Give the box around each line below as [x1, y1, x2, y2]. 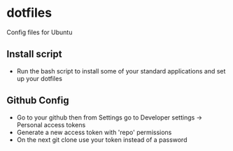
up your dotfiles [16, 74, 62, 82]
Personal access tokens [16, 120, 86, 129]
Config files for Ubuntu [6, 28, 73, 36]
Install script [6, 48, 62, 60]
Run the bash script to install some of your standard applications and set [16, 66, 226, 75]
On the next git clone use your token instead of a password [16, 135, 188, 144]
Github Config [6, 94, 69, 106]
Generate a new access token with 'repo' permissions [16, 128, 172, 136]
